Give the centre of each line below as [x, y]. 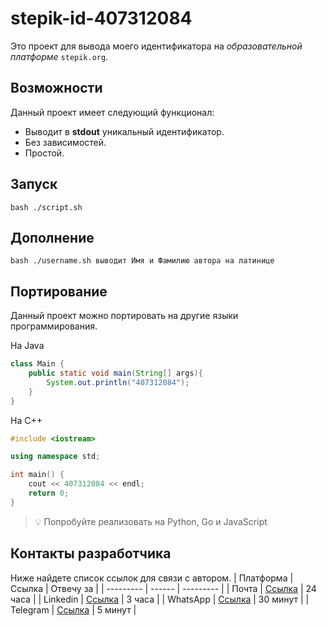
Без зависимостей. [65, 142]
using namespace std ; [55, 457]
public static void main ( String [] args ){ [115, 373]
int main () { [37, 475]
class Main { [37, 364]
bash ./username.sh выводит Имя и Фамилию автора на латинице [142, 261]
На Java [27, 346]
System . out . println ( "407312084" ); [118, 382]
